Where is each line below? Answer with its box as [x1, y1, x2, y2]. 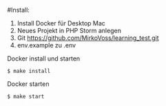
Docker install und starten [7, 54, 81, 63]
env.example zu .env [17, 41, 76, 49]
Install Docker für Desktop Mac [17, 19, 105, 27]
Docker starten [7, 80, 50, 88]
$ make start [7, 93, 45, 100]
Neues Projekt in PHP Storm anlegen [17, 27, 122, 34]
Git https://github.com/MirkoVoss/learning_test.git [17, 34, 159, 42]
